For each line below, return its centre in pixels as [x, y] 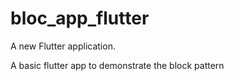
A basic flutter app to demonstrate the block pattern [117, 65]
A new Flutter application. [63, 46]
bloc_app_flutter [80, 18]
